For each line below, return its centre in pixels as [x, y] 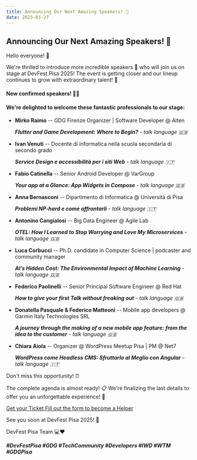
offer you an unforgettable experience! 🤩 [56, 397]
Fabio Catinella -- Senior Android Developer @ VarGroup [85, 174]
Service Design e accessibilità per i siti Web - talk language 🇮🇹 [95, 162]
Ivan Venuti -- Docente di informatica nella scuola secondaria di [93, 144]
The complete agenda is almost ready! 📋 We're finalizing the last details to [98, 388]
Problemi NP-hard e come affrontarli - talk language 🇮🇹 [85, 209]
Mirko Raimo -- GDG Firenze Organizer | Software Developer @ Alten [100, 120]
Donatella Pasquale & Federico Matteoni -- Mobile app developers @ [100, 310]
